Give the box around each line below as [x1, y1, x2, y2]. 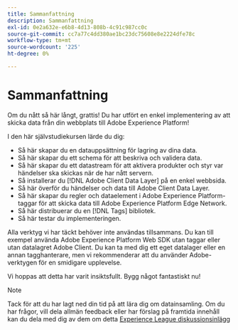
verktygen [7, 258, 38, 267]
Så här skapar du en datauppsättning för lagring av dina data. [17, 145, 198, 154]
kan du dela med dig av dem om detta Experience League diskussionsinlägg [7, 314, 231, 323]
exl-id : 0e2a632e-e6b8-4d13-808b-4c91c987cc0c [7, 24, 148, 31]
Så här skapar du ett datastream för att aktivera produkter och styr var [17, 161, 224, 170]
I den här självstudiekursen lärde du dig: [7, 132, 125, 140]
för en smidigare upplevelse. [38, 258, 122, 267]
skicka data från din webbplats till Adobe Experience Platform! [7, 118, 190, 127]
